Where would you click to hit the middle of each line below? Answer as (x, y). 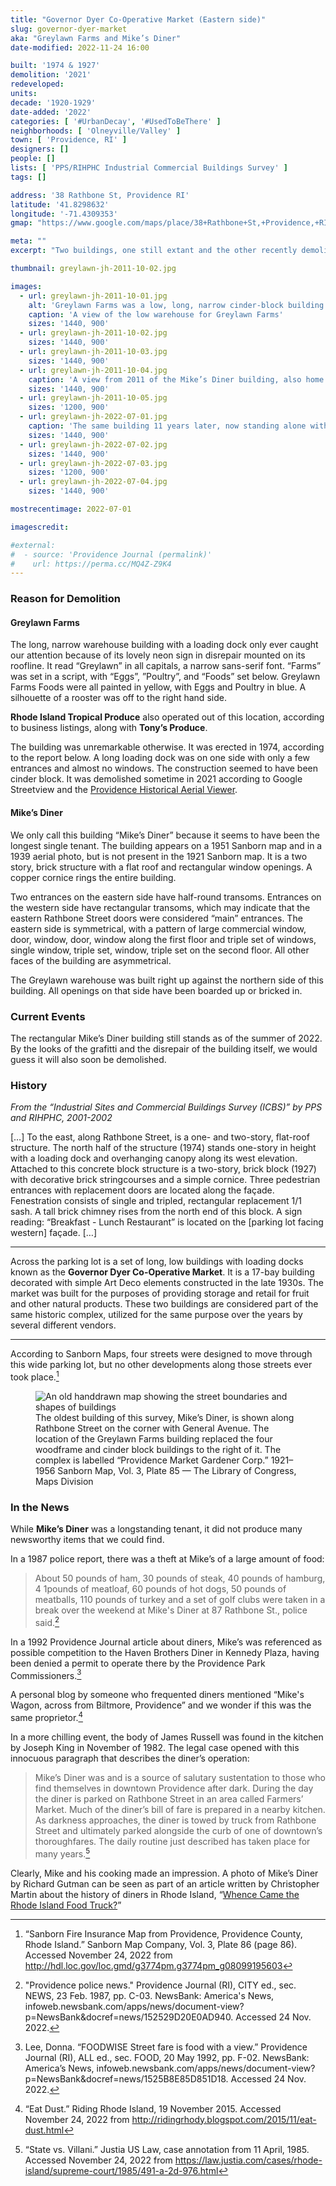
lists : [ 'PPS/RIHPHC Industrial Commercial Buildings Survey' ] (149, 168)
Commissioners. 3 (46, 1674)
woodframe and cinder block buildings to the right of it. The (158, 1449)
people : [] (33, 159)
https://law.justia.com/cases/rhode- (248, 2160)
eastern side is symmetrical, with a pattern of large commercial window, (158, 928)
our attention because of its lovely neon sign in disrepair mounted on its (158, 655)
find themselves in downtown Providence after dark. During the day (174, 1788)
